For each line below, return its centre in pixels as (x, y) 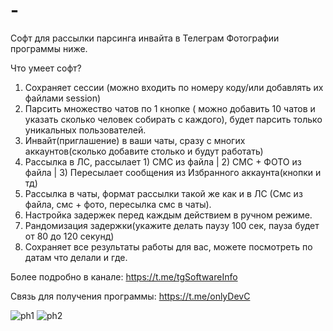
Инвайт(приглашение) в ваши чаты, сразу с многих (135, 140)
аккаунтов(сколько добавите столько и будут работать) (144, 151)
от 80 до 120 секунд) (69, 236)
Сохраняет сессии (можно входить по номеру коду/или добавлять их (174, 87)
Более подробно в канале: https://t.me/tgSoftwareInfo (124, 276)
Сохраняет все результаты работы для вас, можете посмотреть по (168, 246)
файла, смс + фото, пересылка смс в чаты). (118, 204)
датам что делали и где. (76, 257)
